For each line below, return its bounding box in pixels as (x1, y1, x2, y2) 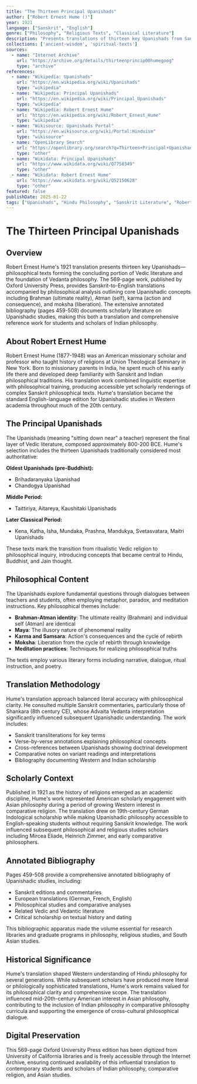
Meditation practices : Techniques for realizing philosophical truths (14, 645, 177, 652)
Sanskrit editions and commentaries (14, 889, 102, 896)
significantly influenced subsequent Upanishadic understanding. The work (6, 713, 186, 721)
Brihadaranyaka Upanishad (14, 475, 80, 482)
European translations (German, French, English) (14, 895, 133, 902)
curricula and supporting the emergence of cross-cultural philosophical (6, 1007, 179, 1014)
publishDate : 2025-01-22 (6, 194, 67, 200)
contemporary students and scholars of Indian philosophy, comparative (6, 1065, 179, 1072)
